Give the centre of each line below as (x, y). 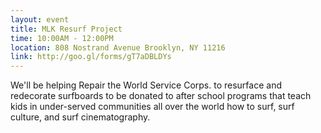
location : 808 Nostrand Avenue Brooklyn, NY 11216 (118, 47)
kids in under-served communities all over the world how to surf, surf (152, 107)
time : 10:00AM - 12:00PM (62, 38)
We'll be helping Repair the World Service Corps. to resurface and (146, 85)
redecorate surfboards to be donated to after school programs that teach (161, 96)
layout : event (40, 19)
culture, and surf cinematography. (80, 117)
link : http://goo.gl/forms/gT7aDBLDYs (91, 57)
